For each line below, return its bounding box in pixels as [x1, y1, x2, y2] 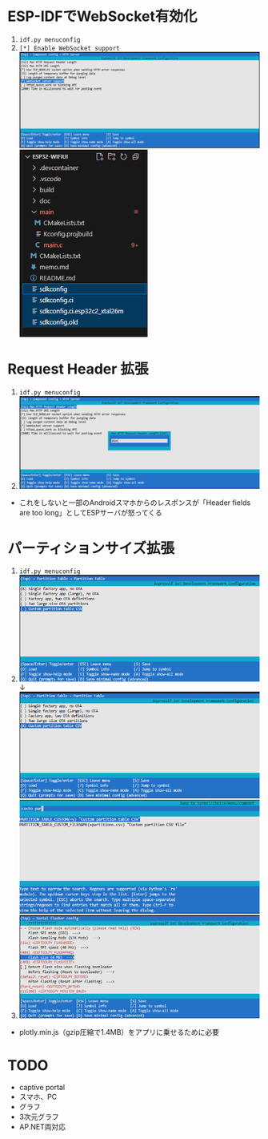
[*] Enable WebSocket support [18, 44, 121, 52]
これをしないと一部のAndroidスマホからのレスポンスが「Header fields [18, 498, 251, 507]
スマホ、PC [18, 1092, 58, 1102]
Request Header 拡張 [7, 360, 149, 378]
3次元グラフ [18, 1112, 59, 1122]
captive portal [18, 1083, 66, 1093]
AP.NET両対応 [18, 1122, 66, 1132]
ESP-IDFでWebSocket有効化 [7, 7, 198, 26]
